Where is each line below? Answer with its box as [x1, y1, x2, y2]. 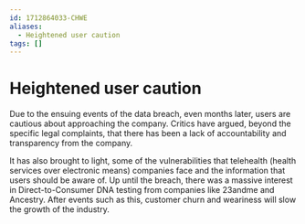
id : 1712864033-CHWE [9, 13, 89, 23]
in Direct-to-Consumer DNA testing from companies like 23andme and [9, 185, 275, 196]
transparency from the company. [9, 138, 133, 149]
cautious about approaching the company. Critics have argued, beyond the [9, 118, 291, 129]
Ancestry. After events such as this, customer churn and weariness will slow [9, 194, 297, 206]
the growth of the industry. [9, 204, 110, 215]
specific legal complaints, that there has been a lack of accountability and [9, 128, 287, 139]
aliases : [9, 22, 43, 31]
